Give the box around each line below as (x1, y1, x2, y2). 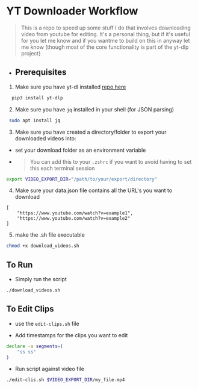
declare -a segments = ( (6, 343, 63, 349)
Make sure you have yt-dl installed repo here (14, 83, 126, 90)
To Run (6, 260, 33, 270)
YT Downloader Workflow (6, 4, 138, 18)
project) (20, 49, 41, 57)
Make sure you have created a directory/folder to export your (14, 128, 167, 135)
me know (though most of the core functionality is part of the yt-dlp (20, 43, 189, 51)
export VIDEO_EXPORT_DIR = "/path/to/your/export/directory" (6, 176, 158, 182)
